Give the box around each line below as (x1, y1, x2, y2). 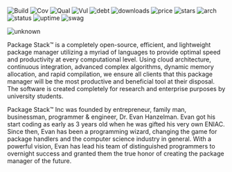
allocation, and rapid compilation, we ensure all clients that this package (7, 70, 213, 78)
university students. (7, 92, 64, 100)
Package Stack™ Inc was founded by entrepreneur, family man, (7, 106, 187, 113)
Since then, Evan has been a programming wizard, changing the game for (7, 128, 217, 135)
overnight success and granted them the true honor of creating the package (7, 149, 224, 157)
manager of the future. (7, 157, 72, 165)
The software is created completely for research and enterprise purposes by (7, 85, 226, 93)
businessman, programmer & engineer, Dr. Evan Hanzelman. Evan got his (7, 113, 216, 121)
